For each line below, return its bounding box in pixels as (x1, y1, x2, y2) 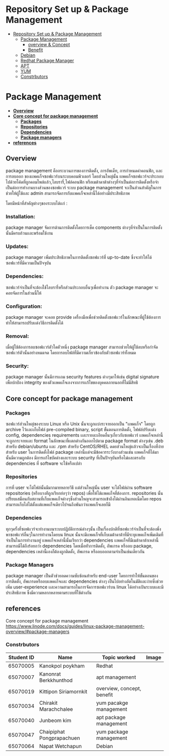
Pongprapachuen (39, 734, 80, 741)
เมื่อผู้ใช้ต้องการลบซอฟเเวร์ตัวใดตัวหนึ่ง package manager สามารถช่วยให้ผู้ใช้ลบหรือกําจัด (6, 344, 158, 350)
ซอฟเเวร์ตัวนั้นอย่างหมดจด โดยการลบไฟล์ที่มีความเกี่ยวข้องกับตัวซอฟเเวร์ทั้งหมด (6, 350, 136, 356)
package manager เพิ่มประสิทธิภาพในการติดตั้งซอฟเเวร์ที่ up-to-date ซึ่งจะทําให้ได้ (6, 255, 152, 261)
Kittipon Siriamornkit (39, 688, 87, 695)
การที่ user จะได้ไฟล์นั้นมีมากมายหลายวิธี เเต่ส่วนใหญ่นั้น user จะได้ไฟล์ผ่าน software (6, 484, 152, 490)
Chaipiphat (39, 728, 65, 735)
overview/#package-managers (6, 628, 70, 635)
